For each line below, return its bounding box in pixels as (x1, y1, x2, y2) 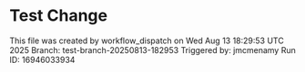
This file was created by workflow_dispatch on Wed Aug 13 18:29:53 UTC (9, 35, 284, 46)
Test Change (9, 5, 107, 26)
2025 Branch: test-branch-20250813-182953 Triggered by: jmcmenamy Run (9, 44, 296, 55)
